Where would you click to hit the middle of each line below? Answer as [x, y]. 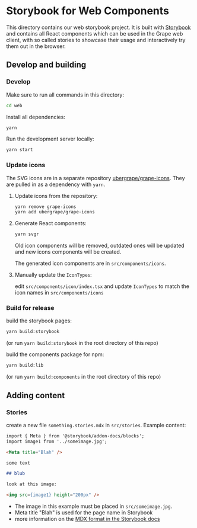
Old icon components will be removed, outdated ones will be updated [100, 246]
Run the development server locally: [50, 139]
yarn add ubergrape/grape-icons [55, 212]
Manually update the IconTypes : [53, 275]
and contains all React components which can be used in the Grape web [95, 33]
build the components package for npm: [55, 354]
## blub [16, 473]
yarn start [20, 150]
